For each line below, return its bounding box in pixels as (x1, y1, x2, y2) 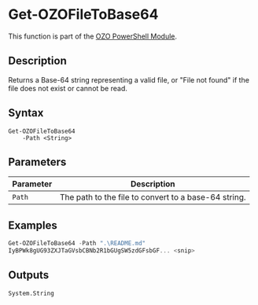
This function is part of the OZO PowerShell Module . (8, 31, 178, 41)
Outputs (8, 269, 50, 282)
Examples (8, 219, 57, 232)
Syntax (8, 106, 44, 119)
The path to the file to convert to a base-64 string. (59, 192, 246, 203)
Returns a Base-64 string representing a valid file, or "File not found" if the (8, 75, 250, 84)
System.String (8, 289, 55, 297)
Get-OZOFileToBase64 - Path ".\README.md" (8, 240, 146, 248)
